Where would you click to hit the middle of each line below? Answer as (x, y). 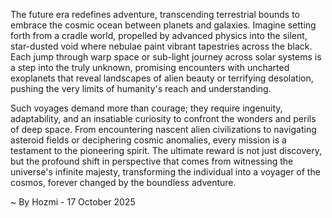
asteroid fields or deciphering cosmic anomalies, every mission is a (148, 140)
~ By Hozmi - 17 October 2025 (73, 202)
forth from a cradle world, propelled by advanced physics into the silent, (159, 35)
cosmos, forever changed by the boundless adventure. (123, 182)
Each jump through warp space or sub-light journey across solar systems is (166, 57)
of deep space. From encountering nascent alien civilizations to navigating (163, 129)
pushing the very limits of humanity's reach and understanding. (141, 88)
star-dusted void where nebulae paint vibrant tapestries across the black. (161, 46)
